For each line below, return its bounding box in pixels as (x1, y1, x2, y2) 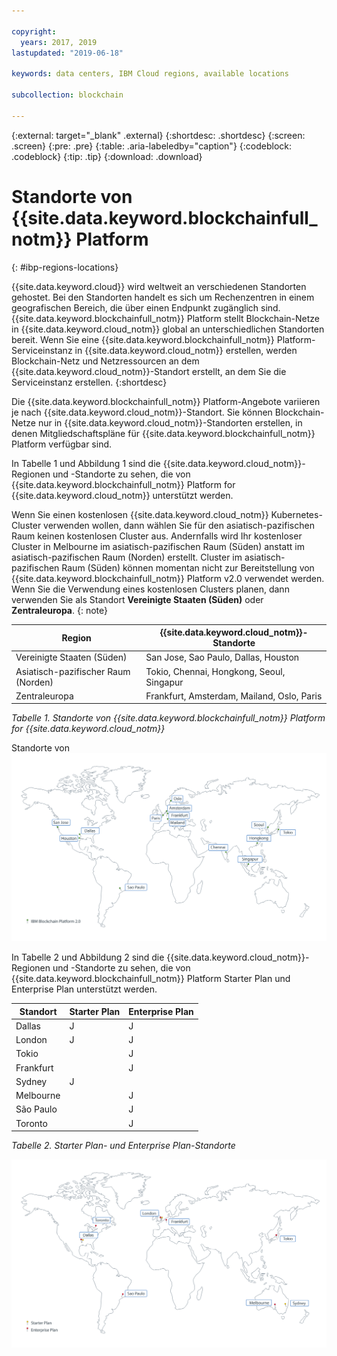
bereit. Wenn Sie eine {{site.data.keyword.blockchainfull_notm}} (11, 333, 275, 345)
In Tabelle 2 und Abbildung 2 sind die (11, 951, 165, 964)
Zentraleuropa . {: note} (11, 604, 109, 616)
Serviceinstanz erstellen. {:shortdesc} (11, 376, 168, 388)
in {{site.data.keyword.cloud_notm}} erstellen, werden (74, 344, 298, 356)
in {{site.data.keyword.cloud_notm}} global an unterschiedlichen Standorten (11, 323, 325, 335)
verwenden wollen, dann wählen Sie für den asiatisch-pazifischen (43, 519, 315, 531)
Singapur (145, 676, 184, 688)
